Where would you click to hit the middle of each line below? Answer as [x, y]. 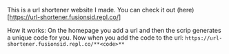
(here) [186, 10]
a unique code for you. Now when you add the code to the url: [96, 38]
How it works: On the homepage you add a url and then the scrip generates [114, 30]
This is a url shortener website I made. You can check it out [91, 10]
